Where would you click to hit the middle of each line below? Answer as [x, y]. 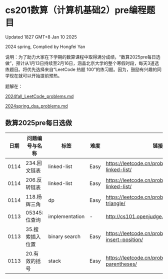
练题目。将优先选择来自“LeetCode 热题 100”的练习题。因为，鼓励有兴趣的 [81, 69]
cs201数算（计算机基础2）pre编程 [76, 10]
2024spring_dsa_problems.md [37, 106]
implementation [66, 216]
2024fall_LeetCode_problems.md [39, 96]
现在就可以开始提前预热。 [36, 75]
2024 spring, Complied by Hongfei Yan [45, 46]
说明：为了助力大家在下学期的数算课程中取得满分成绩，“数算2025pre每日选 [83, 57]
